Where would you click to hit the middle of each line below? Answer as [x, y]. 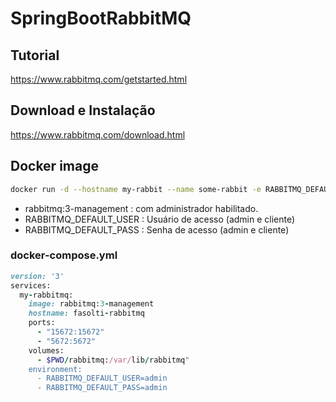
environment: [55, 369]
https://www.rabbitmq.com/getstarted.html [99, 79]
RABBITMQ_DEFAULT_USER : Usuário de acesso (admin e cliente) [160, 219]
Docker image [54, 166]
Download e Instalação [83, 110]
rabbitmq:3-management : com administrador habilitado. [141, 208]
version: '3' [37, 276]
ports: [42, 323]
